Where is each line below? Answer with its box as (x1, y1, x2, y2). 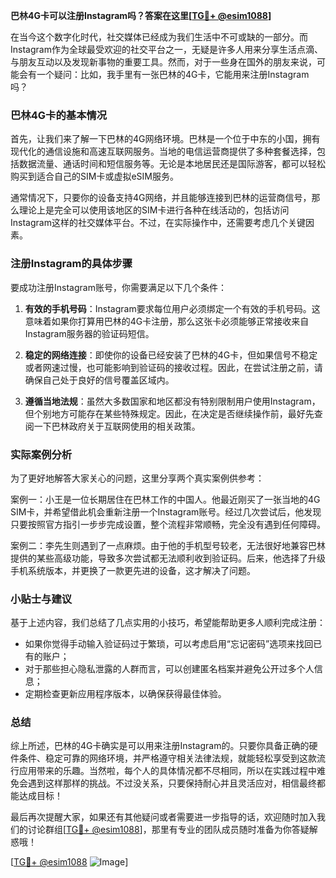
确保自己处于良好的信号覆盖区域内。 (24, 374, 175, 386)
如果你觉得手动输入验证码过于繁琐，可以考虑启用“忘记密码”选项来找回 (24, 638, 314, 650)
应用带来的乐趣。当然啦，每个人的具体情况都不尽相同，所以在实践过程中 (18, 765, 317, 777)
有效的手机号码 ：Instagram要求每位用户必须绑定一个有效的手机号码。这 (24, 302, 321, 314)
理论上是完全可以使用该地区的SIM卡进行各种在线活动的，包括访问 (18, 204, 290, 216)
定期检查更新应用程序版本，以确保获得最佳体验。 (24, 688, 227, 700)
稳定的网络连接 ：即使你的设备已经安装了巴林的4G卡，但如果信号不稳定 (24, 349, 318, 361)
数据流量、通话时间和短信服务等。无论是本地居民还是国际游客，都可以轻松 (18, 158, 326, 170)
